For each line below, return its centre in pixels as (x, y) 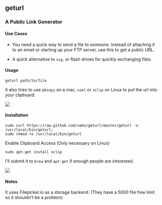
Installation (17, 115)
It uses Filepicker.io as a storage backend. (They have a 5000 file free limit (80, 192)
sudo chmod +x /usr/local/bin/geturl (43, 134)
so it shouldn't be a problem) (34, 198)
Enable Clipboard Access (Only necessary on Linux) (57, 143)
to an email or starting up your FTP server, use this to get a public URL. (83, 50)
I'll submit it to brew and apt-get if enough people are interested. (70, 161)
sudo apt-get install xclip (34, 152)
